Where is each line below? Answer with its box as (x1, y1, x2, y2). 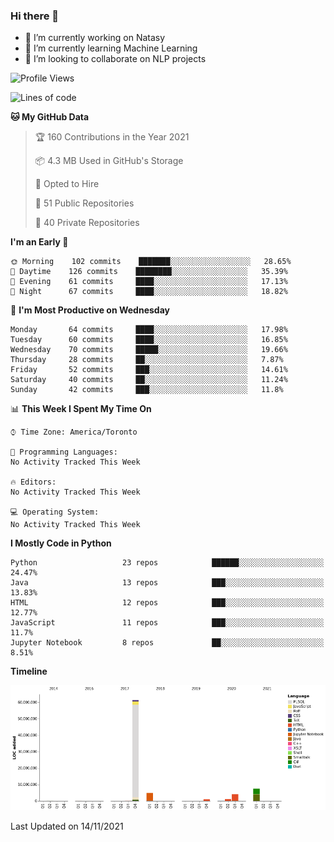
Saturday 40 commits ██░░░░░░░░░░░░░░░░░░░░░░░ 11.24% (10, 375, 288, 385)
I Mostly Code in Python (10, 537, 112, 549)
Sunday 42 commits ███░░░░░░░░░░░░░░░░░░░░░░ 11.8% (10, 385, 284, 395)
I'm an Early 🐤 (10, 236, 69, 248)
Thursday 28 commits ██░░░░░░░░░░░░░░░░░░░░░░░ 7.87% (10, 355, 284, 365)
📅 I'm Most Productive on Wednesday (10, 304, 170, 316)
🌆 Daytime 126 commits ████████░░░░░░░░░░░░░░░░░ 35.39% (10, 267, 288, 277)
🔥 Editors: (10, 477, 57, 488)
